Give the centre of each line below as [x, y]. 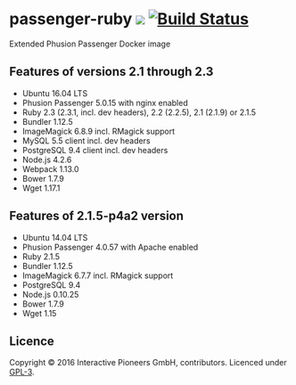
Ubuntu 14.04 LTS [55, 237]
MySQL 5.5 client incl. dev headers [86, 140]
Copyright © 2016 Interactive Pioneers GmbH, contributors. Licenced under [148, 363]
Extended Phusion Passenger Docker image [90, 44]
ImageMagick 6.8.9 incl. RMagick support [99, 131]
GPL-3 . [22, 372]
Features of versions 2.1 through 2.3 [111, 72]
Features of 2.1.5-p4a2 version [97, 216]
